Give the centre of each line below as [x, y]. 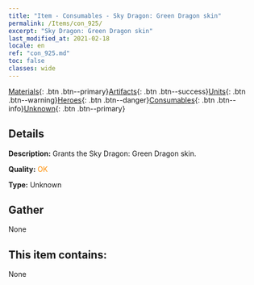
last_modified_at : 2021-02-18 [59, 38]
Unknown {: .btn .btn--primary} [75, 108]
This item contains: [58, 255]
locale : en [27, 46]
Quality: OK [28, 169]
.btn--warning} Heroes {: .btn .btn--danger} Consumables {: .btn [112, 100]
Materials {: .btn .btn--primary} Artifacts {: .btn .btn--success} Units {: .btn [127, 91]
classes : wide [32, 69]
